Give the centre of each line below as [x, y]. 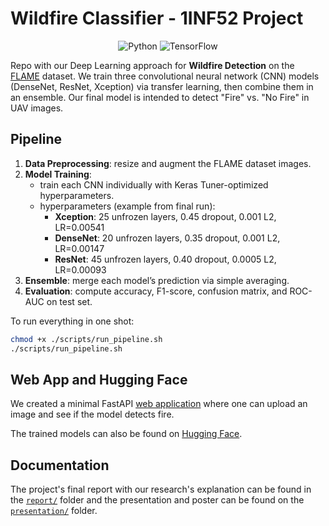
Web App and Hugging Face [99, 379]
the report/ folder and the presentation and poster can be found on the [157, 500]
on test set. [69, 301]
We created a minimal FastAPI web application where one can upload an [159, 404]
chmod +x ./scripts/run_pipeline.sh [86, 339]
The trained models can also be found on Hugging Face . [126, 434]
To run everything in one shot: [72, 321]
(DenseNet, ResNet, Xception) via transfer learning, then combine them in [162, 86]
